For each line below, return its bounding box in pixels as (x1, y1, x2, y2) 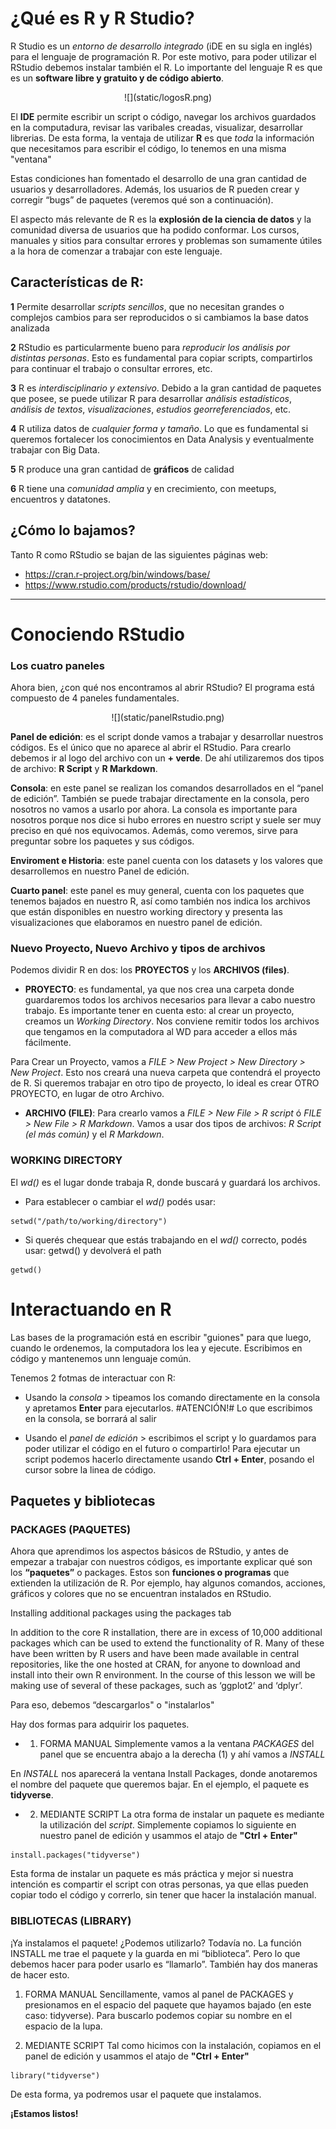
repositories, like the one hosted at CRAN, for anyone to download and (10, 1658, 301, 1671)
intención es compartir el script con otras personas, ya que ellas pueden (10, 1878, 309, 1891)
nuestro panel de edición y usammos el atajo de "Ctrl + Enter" (39, 1830, 298, 1842)
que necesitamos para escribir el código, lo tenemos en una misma (10, 142, 287, 154)
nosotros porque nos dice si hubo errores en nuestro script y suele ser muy (10, 814, 322, 826)
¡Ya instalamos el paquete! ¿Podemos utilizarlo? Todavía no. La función (10, 1937, 302, 1949)
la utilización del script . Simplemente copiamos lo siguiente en (39, 1819, 297, 1831)
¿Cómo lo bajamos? (10, 522, 136, 539)
